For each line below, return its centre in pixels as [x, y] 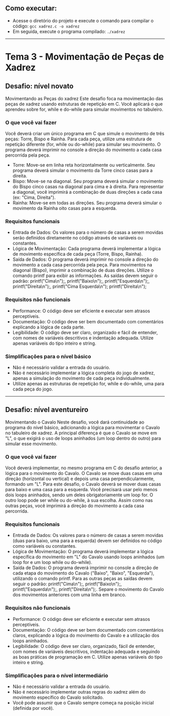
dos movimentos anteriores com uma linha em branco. [69, 595]
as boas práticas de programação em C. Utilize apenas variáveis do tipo [88, 657]
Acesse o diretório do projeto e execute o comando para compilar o [83, 20]
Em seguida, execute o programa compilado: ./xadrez [69, 31]
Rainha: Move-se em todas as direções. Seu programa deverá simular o [87, 203]
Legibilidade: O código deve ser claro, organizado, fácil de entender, [84, 646]
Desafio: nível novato [39, 86]
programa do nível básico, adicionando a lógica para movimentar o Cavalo [83, 427]
